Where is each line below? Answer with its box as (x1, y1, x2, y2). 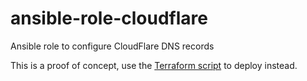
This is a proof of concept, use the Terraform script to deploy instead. (10, 59, 298, 71)
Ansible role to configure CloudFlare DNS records (10, 40, 215, 52)
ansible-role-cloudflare (10, 7, 208, 30)
